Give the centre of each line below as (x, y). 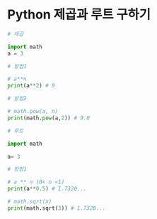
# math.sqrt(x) (30, 202)
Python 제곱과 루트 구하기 (79, 15)
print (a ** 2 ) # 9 (31, 86)
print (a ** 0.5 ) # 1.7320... (47, 189)
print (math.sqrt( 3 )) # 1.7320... (57, 208)
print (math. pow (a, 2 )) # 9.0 (49, 118)
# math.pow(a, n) (33, 112)
